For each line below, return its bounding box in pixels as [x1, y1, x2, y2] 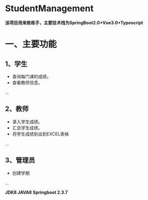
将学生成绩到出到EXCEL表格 [12, 131, 69, 137]
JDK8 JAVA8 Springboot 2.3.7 [5, 189, 68, 195]
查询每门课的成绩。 [12, 73, 51, 79]
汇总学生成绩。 [12, 125, 43, 131]
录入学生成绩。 [12, 118, 43, 125]
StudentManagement [5, 3, 94, 14]
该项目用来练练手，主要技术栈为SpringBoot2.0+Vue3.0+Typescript [5, 20, 144, 25]
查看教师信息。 [12, 79, 43, 86]
